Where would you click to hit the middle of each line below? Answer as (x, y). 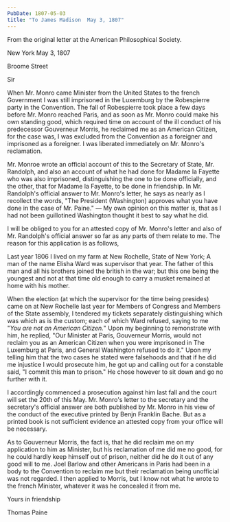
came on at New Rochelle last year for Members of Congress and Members (114, 306)
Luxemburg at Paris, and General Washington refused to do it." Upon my (109, 350)
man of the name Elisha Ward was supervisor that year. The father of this (111, 263)
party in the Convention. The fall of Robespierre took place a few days (106, 107)
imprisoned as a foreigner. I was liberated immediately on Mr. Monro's (106, 143)
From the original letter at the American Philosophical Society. (94, 39)
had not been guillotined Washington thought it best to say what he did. (108, 215)
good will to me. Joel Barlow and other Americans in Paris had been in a (109, 464)
